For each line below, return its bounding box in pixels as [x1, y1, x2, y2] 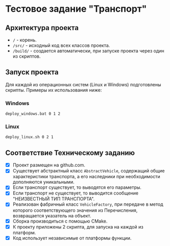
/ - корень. [12, 37, 37, 43]
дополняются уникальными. [12, 179, 75, 185]
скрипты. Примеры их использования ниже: [5, 87, 102, 93]
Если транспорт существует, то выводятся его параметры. [12, 184, 142, 190]
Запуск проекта [5, 68, 59, 77]
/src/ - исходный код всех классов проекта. [12, 42, 110, 48]
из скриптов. [12, 53, 41, 59]
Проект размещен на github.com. [12, 162, 86, 168]
